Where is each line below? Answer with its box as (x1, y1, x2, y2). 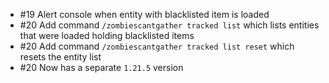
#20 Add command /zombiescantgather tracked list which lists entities (19, 19, 320, 31)
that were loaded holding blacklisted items (19, 30, 195, 41)
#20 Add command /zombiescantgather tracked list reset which (19, 40, 295, 52)
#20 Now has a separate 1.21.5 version (19, 62, 184, 73)
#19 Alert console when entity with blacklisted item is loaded (19, 9, 270, 20)
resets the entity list (19, 51, 102, 63)
